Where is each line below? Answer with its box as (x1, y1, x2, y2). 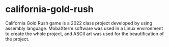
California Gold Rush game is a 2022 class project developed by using (5, 20, 153, 26)
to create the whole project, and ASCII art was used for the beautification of (5, 30, 164, 36)
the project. (5, 36, 30, 42)
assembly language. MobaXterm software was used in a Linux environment (5, 25, 163, 31)
